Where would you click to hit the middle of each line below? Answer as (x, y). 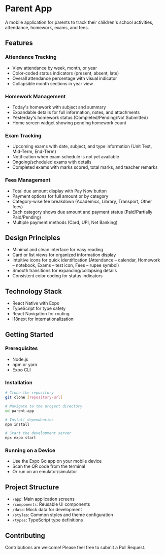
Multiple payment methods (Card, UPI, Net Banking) (65, 222)
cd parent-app (20, 411)
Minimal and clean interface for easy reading (58, 250)
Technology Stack (33, 291)
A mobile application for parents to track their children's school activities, (79, 22)
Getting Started (29, 334)
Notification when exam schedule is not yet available (66, 157)
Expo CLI (21, 370)
